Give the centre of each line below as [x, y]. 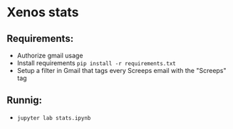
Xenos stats [43, 12]
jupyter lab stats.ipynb [54, 118]
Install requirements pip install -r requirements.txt [96, 63]
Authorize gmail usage [50, 55]
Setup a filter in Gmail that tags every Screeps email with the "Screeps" [121, 71]
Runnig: [24, 100]
